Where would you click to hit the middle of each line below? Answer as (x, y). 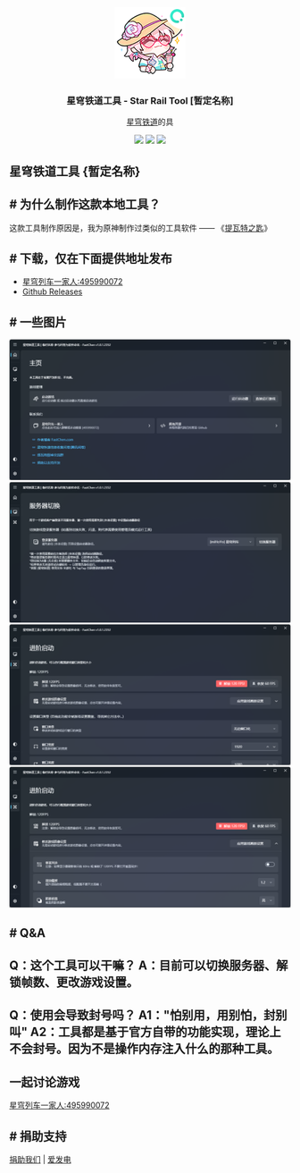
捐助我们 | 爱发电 (40, 1159)
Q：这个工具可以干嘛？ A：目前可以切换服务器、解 (149, 965)
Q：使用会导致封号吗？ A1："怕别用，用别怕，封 (142, 1015)
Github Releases (52, 291)
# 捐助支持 (38, 1136)
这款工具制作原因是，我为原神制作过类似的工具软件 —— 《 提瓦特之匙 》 (141, 228)
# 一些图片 (38, 322)
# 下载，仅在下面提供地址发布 (91, 258)
